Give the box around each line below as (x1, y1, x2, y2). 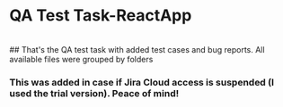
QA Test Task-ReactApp (9, 5, 192, 26)
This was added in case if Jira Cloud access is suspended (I (9, 76, 275, 88)
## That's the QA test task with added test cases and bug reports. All (9, 44, 265, 54)
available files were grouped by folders (9, 53, 154, 64)
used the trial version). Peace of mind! (9, 86, 180, 99)
